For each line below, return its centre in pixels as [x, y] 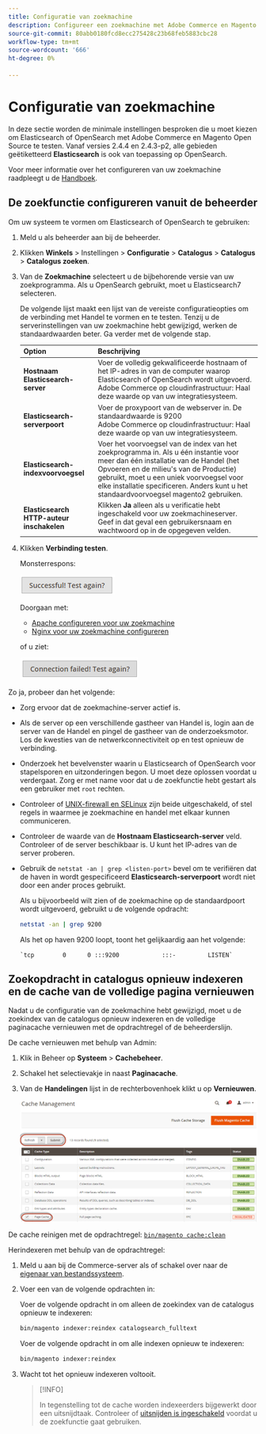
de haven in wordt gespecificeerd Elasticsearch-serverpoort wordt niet [137, 877]
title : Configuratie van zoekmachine [70, 17]
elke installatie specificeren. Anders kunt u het [173, 485]
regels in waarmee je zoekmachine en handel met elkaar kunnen [125, 812]
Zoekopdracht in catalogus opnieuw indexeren [126, 979]
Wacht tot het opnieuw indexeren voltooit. [88, 1375]
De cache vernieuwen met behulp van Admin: [82, 1043]
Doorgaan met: [44, 607]
